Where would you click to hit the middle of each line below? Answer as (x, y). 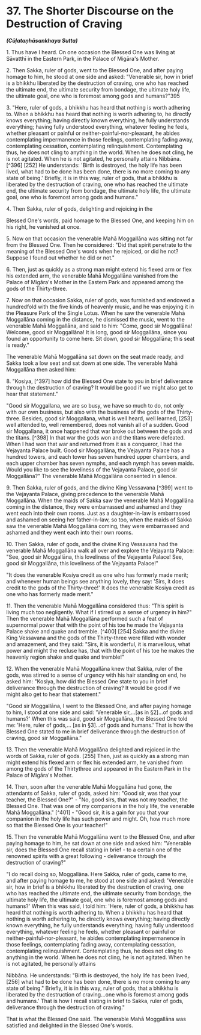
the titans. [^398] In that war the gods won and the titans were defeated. (96, 437)
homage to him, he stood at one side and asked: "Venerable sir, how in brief (100, 76)
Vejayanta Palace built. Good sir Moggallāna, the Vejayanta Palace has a (95, 450)
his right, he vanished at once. (43, 226)
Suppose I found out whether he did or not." (61, 258)
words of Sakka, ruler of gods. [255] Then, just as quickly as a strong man (98, 756)
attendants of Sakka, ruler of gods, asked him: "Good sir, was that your (94, 793)
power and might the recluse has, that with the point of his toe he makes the (100, 650)
